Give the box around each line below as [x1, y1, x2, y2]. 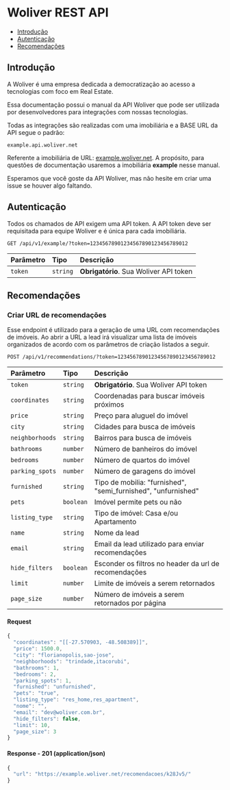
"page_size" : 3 [13, 728, 57, 735]
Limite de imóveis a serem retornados [94, 578, 216, 588]
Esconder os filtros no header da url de [94, 559, 220, 569]
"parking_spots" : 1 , [13, 677, 72, 684]
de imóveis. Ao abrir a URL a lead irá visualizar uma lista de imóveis [7, 333, 197, 342]
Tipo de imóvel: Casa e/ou [94, 509, 179, 518]
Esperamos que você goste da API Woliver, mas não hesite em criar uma [7, 174, 212, 182]
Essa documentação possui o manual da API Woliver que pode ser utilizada [7, 101, 220, 109]
